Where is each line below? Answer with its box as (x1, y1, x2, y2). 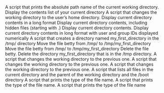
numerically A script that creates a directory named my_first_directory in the (5, 35, 159, 41)
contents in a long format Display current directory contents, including (5, 20, 148, 25)
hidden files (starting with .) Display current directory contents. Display (5, 25, 149, 31)
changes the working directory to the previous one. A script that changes (5, 61, 154, 67)
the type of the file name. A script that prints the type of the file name (5, 82, 146, 88)
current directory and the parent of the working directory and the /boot (5, 72, 149, 77)
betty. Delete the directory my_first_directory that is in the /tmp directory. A (5, 51, 157, 57)
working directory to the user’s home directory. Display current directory (5, 15, 152, 20)
